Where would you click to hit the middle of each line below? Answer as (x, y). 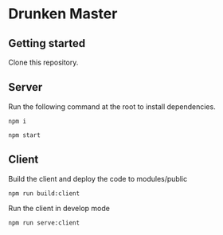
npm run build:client (44, 193)
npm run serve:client (44, 223)
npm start (25, 135)
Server (25, 87)
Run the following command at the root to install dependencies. (112, 106)
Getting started (47, 43)
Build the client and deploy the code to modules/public (98, 178)
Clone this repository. (43, 62)
